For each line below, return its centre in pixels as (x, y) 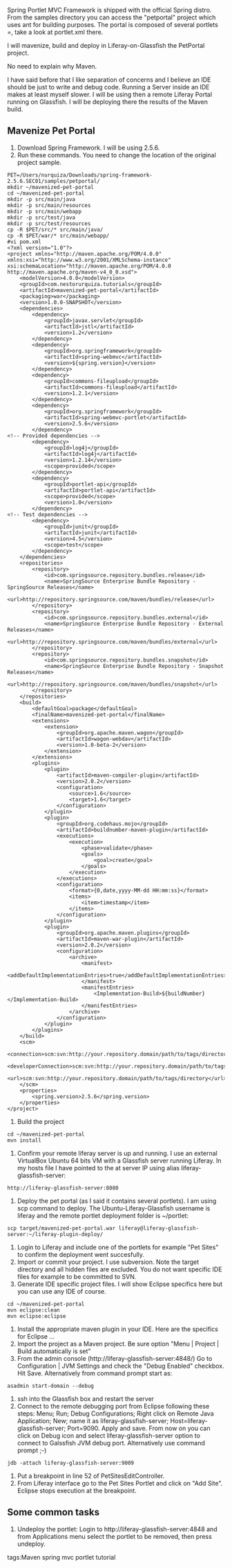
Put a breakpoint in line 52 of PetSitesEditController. (91, 1476)
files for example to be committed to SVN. (77, 1276)
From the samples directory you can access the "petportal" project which (112, 17)
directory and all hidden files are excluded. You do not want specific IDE (119, 1269)
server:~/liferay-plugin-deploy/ (55, 1234)
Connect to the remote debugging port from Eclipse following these (113, 1406)
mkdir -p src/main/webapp (44, 211)
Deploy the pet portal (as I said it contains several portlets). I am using (117, 1201)
